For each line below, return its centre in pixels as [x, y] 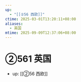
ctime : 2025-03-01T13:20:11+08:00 [41, 19]
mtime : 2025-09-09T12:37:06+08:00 [41, 33]
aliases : [14, 24]
